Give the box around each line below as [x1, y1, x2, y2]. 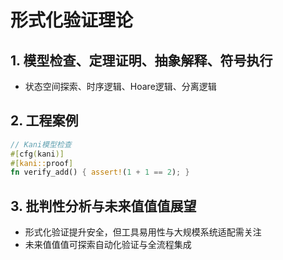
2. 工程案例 [10, 112, 79, 130]
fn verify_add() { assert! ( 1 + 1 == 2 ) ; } [10, 167, 190, 178]
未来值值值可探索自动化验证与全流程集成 [24, 239, 192, 251]
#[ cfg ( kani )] [10, 149, 65, 159]
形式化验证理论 [10, 9, 134, 32]
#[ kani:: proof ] [10, 158, 74, 168]
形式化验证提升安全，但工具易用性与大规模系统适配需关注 [24, 226, 262, 238]
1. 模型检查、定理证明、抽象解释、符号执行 [10, 52, 273, 69]
